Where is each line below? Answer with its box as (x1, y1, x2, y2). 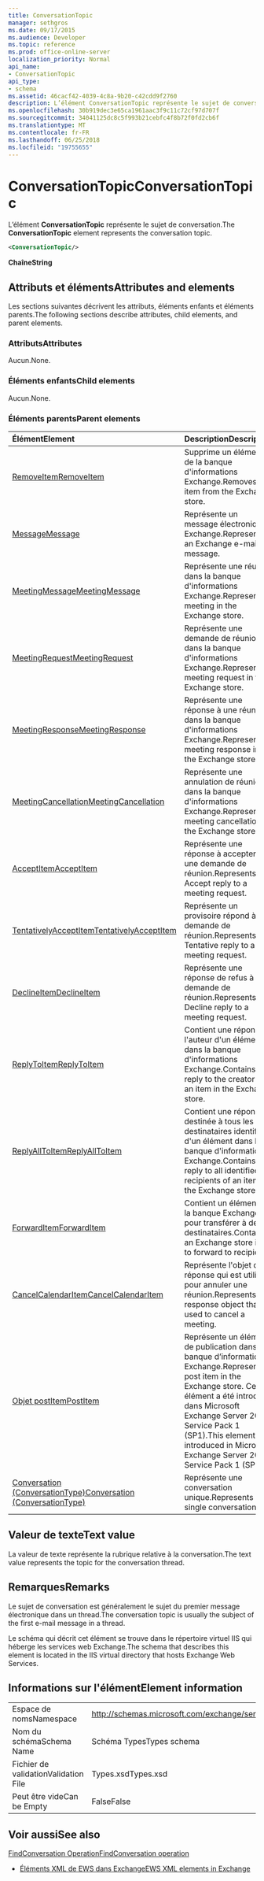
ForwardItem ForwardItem (12, 1222, 106, 1233)
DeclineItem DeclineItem (12, 987, 101, 998)
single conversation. (184, 1501, 259, 1513)
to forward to (184, 1246, 233, 1257)
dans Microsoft (184, 1400, 240, 1411)
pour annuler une (184, 1279, 247, 1290)
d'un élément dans (184, 1135, 253, 1146)
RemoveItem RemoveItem (12, 471, 104, 482)
